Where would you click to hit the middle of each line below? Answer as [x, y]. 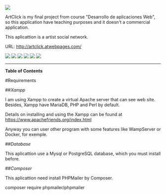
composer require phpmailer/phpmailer [45, 187]
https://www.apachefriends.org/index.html [48, 119]
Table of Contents [24, 71]
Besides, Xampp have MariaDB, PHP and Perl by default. [62, 105]
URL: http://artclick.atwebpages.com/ [43, 46]
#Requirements [21, 80]
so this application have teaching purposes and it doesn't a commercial [78, 22]
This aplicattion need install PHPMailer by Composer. [59, 178]
